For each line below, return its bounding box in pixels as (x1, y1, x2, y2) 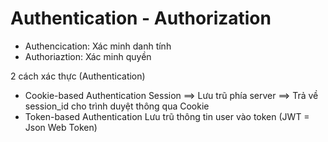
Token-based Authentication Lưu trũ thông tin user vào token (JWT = (24, 110, 310, 122)
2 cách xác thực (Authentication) (10, 70, 146, 82)
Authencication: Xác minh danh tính (24, 40, 172, 52)
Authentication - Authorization (10, 7, 272, 30)
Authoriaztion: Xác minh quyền (24, 50, 152, 62)
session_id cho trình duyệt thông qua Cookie (24, 100, 210, 112)
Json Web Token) (24, 121, 98, 133)
